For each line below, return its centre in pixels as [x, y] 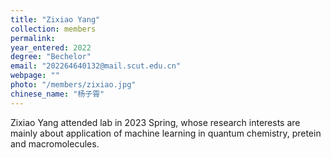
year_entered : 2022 [51, 47]
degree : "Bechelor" [51, 57]
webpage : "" [35, 76]
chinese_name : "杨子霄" [57, 94]
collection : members [53, 29]
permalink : [33, 38]
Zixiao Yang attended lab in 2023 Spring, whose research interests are [155, 122]
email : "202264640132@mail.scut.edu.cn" [96, 66]
